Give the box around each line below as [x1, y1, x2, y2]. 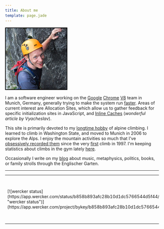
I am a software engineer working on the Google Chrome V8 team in [5, 95, 143, 100]
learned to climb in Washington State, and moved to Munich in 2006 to [5, 130, 147, 136]
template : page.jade [5, 13, 47, 18]
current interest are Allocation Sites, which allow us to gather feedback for [5, 105, 155, 111]
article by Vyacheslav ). [5, 115, 52, 121]
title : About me [5, 8, 38, 13]
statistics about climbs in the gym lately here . [5, 146, 96, 152]
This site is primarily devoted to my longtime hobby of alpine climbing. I [5, 125, 148, 131]
